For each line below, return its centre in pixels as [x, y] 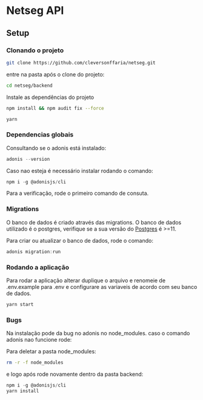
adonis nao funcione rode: [39, 340]
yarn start [20, 304]
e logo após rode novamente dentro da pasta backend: [75, 374]
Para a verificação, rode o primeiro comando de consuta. [78, 193]
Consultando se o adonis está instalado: [56, 148]
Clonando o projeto [35, 50]
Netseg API [35, 11]
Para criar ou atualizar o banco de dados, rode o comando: [80, 240]
